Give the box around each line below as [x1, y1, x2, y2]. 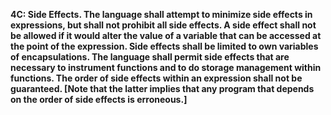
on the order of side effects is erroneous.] [10, 94, 188, 105]
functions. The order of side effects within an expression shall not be [10, 72, 303, 84]
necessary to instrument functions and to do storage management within [10, 62, 322, 73]
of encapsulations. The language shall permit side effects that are [10, 51, 290, 63]
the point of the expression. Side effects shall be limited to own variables [10, 40, 319, 52]
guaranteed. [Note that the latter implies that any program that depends [10, 83, 315, 94]
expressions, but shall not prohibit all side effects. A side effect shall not [10, 19, 317, 31]
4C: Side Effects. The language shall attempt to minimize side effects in [10, 9, 313, 20]
